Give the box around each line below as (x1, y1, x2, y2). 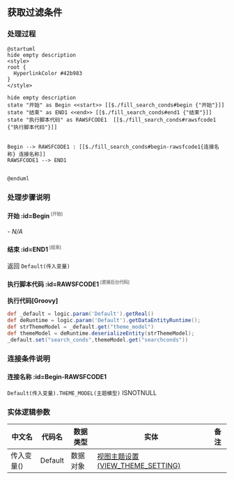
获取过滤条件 (7, 6, 63, 19)
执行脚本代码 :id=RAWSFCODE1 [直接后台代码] (7, 279, 130, 288)
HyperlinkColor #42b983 (13, 70, 82, 77)
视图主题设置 (97, 451, 139, 461)
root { (7, 63, 26, 71)
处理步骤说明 (7, 192, 51, 202)
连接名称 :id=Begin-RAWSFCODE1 (7, 373, 107, 381)
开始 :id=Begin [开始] (7, 211, 63, 220)
